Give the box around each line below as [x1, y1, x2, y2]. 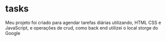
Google [5, 30, 21, 36]
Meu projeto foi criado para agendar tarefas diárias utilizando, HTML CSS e [5, 19, 161, 25]
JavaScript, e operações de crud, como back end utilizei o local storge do [5, 24, 158, 30]
